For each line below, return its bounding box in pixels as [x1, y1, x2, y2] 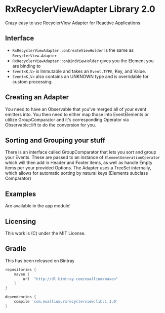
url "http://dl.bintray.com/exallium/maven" [23, 276, 119, 281]
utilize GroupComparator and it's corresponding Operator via [5, 117, 129, 122]
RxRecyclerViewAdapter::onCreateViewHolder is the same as [12, 47, 134, 53]
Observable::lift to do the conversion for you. [5, 122, 96, 128]
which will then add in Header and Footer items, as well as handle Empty [5, 159, 153, 166]
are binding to [12, 63, 41, 69]
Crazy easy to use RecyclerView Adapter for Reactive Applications [5, 20, 141, 26]
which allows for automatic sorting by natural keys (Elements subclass [5, 170, 148, 176]
